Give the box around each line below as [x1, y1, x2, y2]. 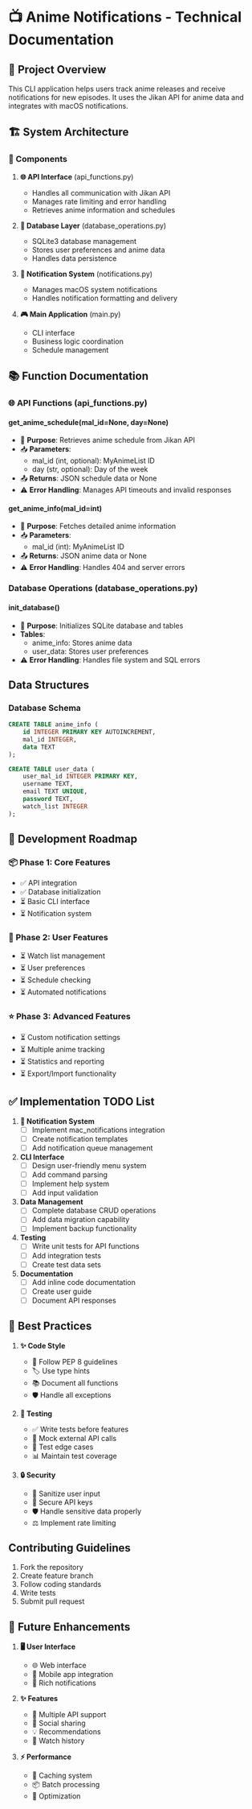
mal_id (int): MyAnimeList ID [31, 542, 124, 551]
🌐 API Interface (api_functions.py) [19, 171, 134, 181]
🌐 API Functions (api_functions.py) [8, 398, 148, 408]
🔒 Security [19, 1470, 56, 1480]
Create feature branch [19, 1571, 94, 1580]
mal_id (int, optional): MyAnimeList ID [31, 456, 155, 465]
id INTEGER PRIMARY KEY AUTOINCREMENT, [22, 728, 156, 737]
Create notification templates [31, 1134, 128, 1143]
